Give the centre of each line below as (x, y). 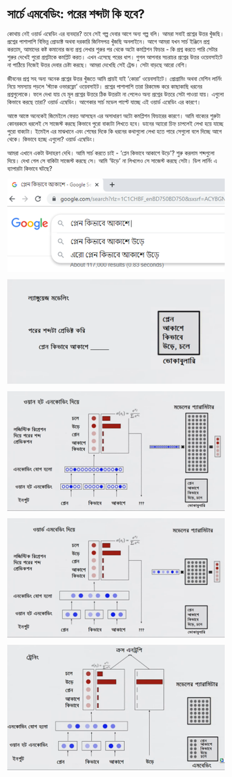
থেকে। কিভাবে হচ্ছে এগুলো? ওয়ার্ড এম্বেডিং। (52, 139)
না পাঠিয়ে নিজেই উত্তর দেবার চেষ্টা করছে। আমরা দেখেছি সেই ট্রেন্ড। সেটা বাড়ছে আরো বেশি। (98, 64)
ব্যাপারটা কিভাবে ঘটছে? (30, 168)
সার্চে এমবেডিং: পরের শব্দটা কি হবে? (76, 14)
